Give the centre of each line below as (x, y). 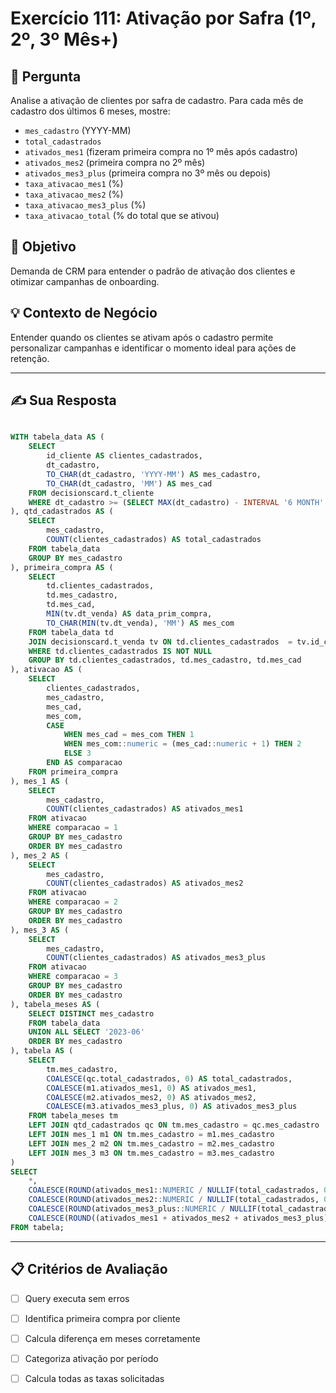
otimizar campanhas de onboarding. (85, 281)
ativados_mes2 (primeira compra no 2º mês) (115, 162)
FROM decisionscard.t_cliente (91, 493)
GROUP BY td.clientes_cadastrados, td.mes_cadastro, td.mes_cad (165, 660)
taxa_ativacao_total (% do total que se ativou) (122, 215)
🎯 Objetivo (43, 247)
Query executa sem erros (77, 1298)
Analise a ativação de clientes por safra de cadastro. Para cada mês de (157, 100)
